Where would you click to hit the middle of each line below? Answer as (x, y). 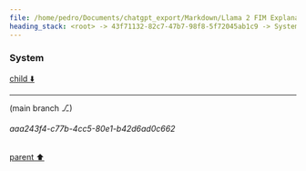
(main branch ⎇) (41, 108)
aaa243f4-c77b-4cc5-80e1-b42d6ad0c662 (92, 129)
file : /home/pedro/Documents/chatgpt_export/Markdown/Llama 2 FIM (138, 18)
